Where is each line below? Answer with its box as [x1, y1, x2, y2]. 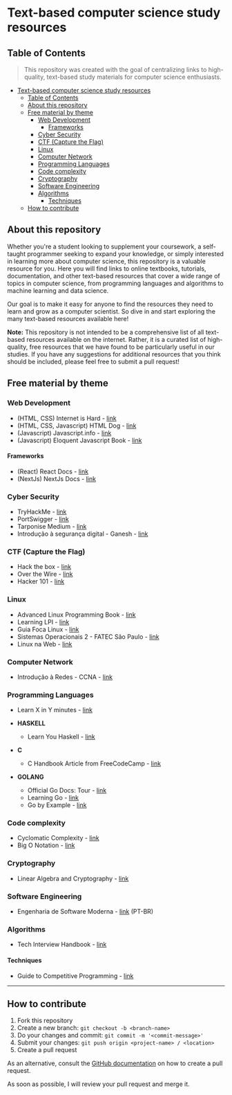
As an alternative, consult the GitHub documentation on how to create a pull [7, 1059, 223, 1067]
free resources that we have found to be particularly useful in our [29, 343, 215, 351]
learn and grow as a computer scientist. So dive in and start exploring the [7, 307, 216, 316]
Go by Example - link [27, 801, 87, 809]
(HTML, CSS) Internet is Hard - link [17, 414, 117, 422]
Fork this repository [17, 1016, 73, 1025]
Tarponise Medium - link [17, 523, 87, 530]
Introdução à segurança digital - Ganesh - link [17, 530, 148, 538]
